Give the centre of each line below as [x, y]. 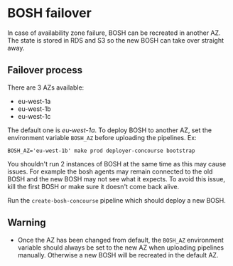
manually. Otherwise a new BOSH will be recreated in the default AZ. [118, 255]
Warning [27, 223]
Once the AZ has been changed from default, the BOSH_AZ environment [120, 240]
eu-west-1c [34, 116]
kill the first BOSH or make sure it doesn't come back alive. [93, 186]
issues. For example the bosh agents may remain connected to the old [110, 171]
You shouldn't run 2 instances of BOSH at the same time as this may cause [117, 164]
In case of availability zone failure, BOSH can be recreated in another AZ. [114, 33]
